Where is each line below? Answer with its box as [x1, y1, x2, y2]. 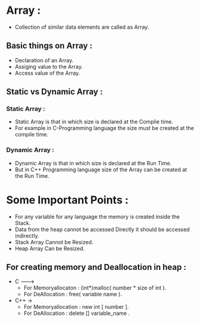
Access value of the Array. [14, 69, 81, 77]
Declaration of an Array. [14, 56, 73, 63]
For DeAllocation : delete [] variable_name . [23, 309, 130, 317]
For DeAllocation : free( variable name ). [23, 291, 122, 298]
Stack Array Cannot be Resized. [14, 238, 94, 245]
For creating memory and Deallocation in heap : [6, 262, 187, 272]
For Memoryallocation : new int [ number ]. [23, 303, 129, 311]
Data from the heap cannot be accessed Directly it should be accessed [14, 226, 190, 233]
